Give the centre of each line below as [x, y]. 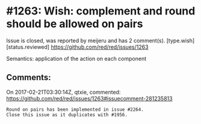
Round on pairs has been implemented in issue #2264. [75, 110]
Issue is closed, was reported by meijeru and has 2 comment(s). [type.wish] [100, 40]
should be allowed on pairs [75, 24]
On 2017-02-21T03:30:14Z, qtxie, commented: [63, 92]
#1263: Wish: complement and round [101, 11]
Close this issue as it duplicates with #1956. [67, 115]
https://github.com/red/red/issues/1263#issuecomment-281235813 [89, 98]
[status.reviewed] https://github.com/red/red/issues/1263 [77, 47]
